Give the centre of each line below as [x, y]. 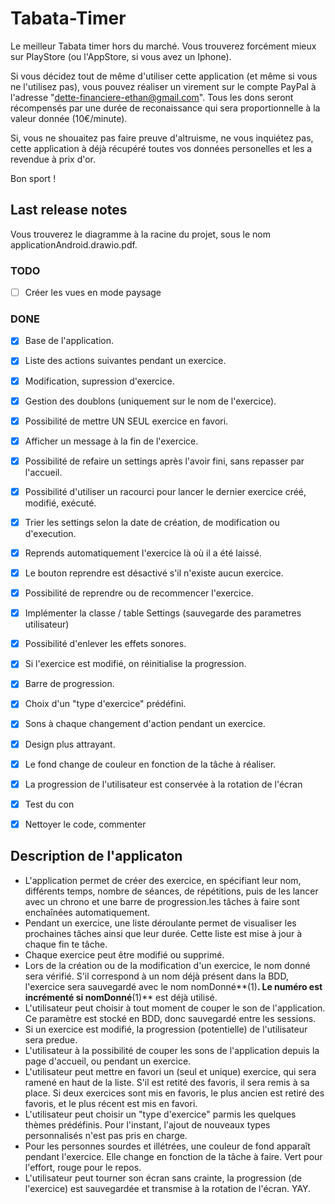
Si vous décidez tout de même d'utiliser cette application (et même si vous [164, 76]
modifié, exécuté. [60, 503]
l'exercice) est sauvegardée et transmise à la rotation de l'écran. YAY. [168, 1188]
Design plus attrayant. [70, 744]
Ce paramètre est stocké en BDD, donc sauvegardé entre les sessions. [170, 1018]
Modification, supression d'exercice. [99, 381]
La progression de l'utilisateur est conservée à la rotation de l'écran [163, 784]
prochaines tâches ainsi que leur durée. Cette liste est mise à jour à [163, 933]
